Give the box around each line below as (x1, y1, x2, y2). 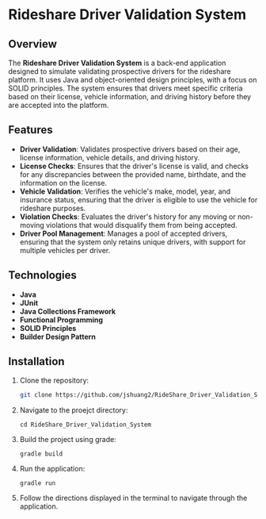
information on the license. (19, 178, 108, 187)
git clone (19, 391, 53, 399)
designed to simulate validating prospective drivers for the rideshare (8, 67, 231, 76)
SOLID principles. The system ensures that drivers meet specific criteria (8, 83, 243, 93)
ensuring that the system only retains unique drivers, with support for (19, 236, 246, 247)
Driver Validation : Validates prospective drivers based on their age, (19, 144, 241, 154)
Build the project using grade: (19, 435, 116, 444)
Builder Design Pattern (19, 332, 97, 341)
